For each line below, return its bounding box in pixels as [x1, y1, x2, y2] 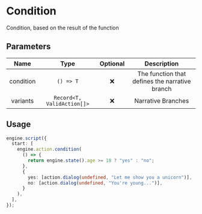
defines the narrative [132, 77, 191, 85]
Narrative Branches [134, 96, 189, 105]
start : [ [11, 141, 34, 147]
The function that [137, 69, 186, 78]
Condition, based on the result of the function [6, 24, 119, 31]
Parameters [6, 41, 51, 52]
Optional [99, 59, 125, 67]
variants [11, 96, 34, 105]
